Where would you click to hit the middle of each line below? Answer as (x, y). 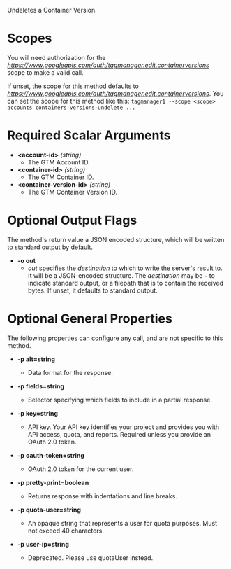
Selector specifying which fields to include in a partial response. (120, 400)
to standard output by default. (50, 247)
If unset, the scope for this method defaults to (73, 86)
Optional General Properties (90, 318)
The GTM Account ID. (59, 162)
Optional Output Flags (72, 220)
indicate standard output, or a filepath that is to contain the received (125, 283)
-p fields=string (41, 386)
